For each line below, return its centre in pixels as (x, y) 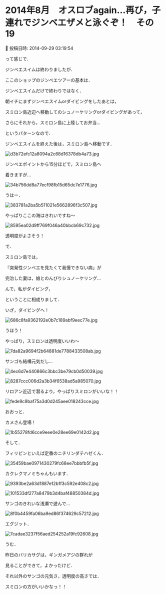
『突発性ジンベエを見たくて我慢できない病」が (53, 267)
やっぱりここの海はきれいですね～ (40, 215)
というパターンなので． (29, 133)
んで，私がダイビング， (29, 288)
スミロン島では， (23, 257)
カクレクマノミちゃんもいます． (38, 473)
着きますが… (18, 174)
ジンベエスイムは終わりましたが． (40, 69)
